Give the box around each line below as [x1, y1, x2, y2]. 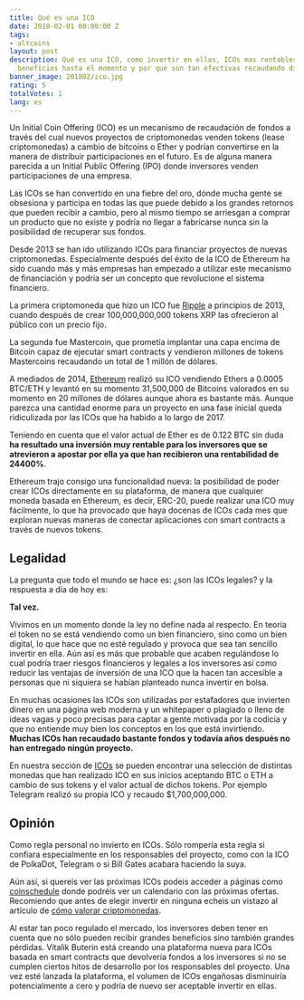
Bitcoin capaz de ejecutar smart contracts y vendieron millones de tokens [9, 346, 284, 358]
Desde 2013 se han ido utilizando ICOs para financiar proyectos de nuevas [9, 244, 288, 255]
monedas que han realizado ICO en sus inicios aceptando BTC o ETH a [9, 770, 274, 781]
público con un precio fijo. [9, 319, 107, 331]
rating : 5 [9, 81, 47, 90]
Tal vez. [9, 601, 40, 612]
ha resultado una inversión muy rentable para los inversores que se [9, 439, 268, 450]
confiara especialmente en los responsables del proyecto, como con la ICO [9, 849, 290, 860]
